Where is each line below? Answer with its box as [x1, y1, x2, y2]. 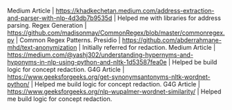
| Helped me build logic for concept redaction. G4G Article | [30, 80, 200, 88]
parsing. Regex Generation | [7, 21, 87, 29]
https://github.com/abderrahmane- [122, 36, 222, 44]
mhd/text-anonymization [7, 44, 77, 51]
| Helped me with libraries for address [113, 14, 221, 22]
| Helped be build [168, 58, 217, 66]
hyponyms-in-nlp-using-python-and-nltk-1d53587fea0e [7, 58, 167, 66]
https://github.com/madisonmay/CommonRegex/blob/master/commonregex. [7, 28, 225, 37]
